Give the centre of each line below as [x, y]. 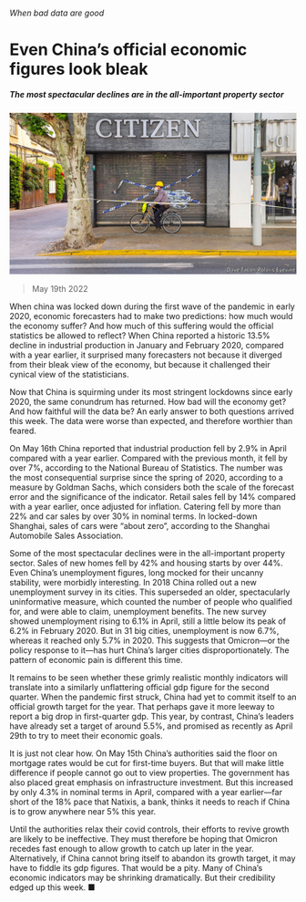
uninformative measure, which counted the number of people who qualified [151, 602]
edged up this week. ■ [52, 887]
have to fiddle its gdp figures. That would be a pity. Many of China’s [136, 868]
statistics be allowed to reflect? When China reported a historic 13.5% [140, 336]
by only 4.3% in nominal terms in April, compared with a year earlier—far [146, 793]
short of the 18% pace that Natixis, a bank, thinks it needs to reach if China [150, 802]
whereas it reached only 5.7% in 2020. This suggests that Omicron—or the [149, 641]
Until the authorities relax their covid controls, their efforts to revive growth [149, 829]
